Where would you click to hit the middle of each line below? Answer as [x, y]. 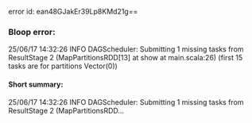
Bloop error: [32, 32]
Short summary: [36, 84]
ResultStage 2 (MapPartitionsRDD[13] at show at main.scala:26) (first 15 [126, 58]
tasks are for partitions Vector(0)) [63, 66]
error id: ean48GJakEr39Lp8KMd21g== [73, 12]
